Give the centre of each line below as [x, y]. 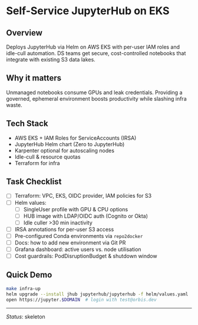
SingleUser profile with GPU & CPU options [76, 209]
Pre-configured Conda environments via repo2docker [79, 236]
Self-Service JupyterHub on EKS [88, 11]
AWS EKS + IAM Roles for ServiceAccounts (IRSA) [75, 138]
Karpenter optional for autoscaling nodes [65, 150]
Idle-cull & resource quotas [47, 157]
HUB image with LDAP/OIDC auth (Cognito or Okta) [86, 216]
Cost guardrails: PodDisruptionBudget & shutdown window [86, 256]
